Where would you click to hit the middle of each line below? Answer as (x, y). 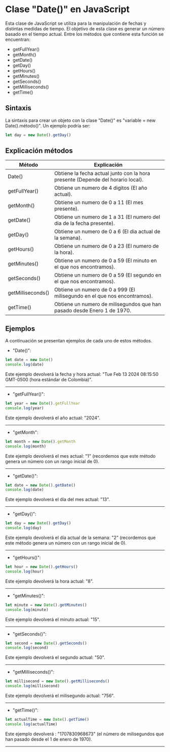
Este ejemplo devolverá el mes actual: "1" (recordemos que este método (80, 456)
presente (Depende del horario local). (99, 180)
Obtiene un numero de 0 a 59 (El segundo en (108, 275)
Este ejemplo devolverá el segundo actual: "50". (55, 657)
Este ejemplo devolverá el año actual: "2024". (53, 418)
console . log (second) (27, 648)
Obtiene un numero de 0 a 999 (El (95, 290)
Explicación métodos (39, 151)
